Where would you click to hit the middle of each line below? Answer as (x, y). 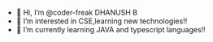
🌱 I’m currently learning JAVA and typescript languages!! (111, 29)
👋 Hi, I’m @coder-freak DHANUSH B (77, 13)
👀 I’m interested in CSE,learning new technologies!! (102, 21)
